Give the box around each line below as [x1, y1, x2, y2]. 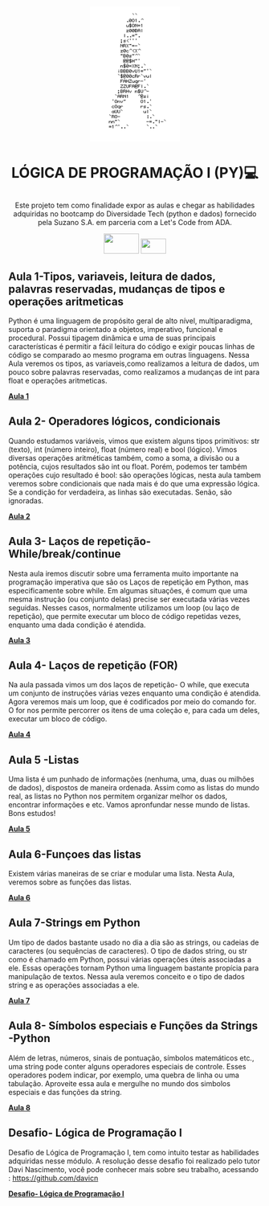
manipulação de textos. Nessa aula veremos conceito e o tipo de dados [8, 971, 245, 981]
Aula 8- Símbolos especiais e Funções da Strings [8, 1019, 259, 1033]
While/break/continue [8, 548, 121, 561]
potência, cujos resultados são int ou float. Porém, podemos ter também [8, 461, 247, 471]
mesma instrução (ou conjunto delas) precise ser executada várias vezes [8, 594, 251, 604]
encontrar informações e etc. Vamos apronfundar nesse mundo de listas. [8, 800, 251, 810]
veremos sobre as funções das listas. [8, 877, 132, 887]
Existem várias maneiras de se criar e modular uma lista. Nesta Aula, [8, 869, 235, 879]
